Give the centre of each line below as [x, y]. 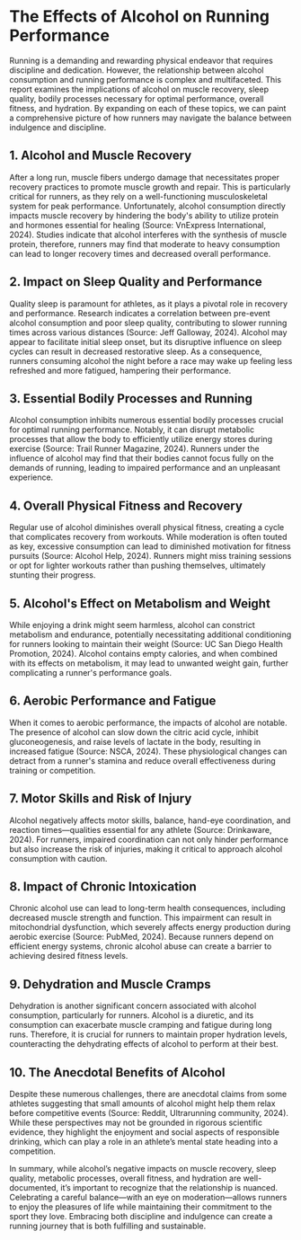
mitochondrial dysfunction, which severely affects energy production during [150, 927]
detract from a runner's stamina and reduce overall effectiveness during [142, 760]
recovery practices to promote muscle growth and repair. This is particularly [150, 187]
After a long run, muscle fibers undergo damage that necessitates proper [145, 177]
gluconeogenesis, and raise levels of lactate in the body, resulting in [135, 741]
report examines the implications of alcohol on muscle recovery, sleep [139, 89]
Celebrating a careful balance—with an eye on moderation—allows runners [148, 1198]
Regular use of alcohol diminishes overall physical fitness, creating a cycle [147, 527]
